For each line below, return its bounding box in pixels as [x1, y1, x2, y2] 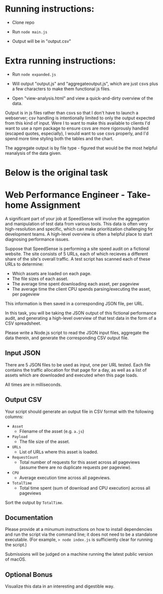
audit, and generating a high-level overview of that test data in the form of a [5, 315, 157, 321]
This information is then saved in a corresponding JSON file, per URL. [5, 301, 144, 306]
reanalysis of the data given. [5, 150, 62, 156]
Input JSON [5, 349, 41, 357]
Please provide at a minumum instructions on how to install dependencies [5, 527, 153, 532]
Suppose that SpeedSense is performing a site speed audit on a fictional [5, 246, 150, 251]
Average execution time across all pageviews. [19, 475, 111, 480]
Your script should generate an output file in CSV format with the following [5, 409, 154, 414]
